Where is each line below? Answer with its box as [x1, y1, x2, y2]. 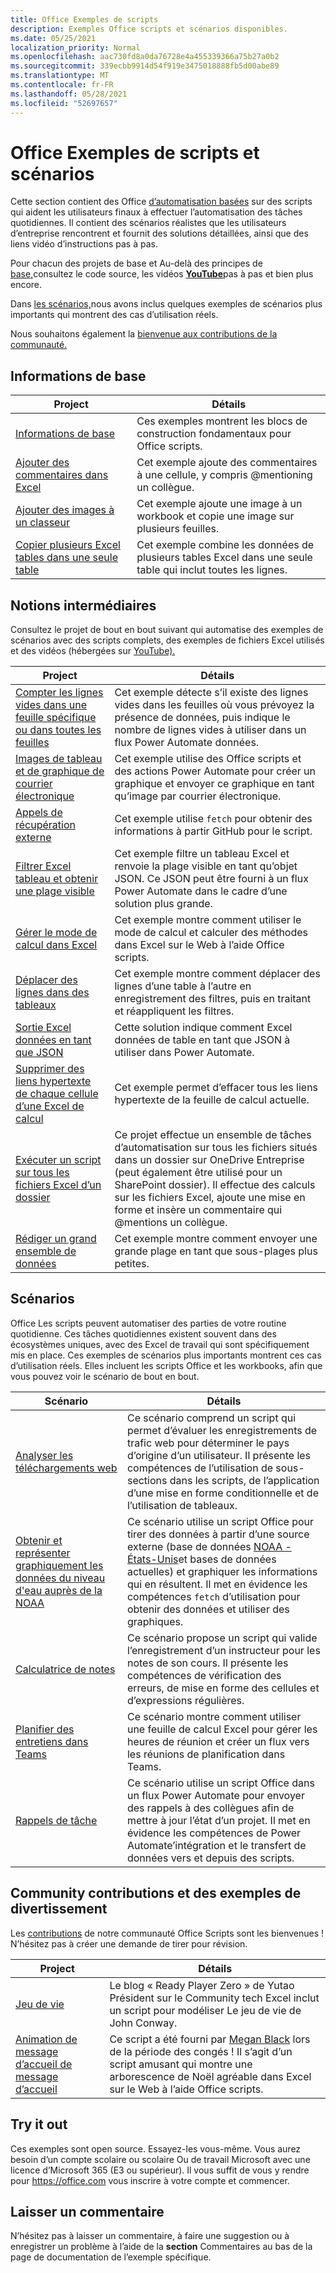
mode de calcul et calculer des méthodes [114, 926, 308, 940]
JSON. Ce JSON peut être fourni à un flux [114, 872, 309, 886]
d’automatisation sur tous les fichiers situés [114, 1141, 318, 1155]
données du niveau [15, 1571, 106, 1585]
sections [126, 1473, 168, 1487]
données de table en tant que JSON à [114, 1033, 291, 1047]
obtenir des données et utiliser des [126, 1602, 290, 1616]
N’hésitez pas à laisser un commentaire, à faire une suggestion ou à [10, 2230, 290, 2242]
